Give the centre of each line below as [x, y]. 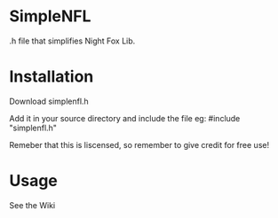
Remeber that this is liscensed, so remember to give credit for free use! [139, 144]
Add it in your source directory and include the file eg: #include [125, 118]
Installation [52, 77]
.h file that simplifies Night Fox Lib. [72, 41]
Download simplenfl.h [49, 101]
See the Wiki [32, 205]
